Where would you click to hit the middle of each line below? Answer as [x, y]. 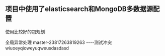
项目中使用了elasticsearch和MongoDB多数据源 [79, 9]
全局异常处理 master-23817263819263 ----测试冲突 [59, 42]
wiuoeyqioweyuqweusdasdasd [37, 48]
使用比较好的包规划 [25, 31]
